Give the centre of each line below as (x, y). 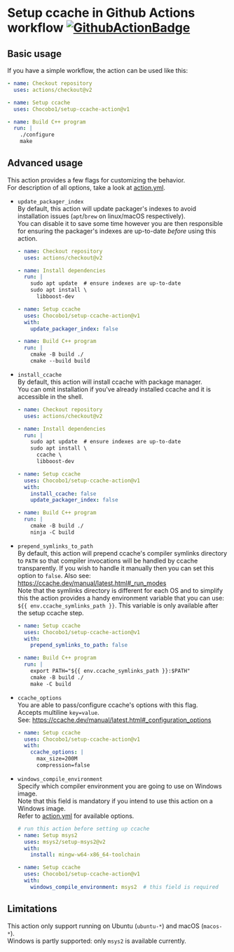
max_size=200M (57, 759)
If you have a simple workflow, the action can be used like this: (98, 71)
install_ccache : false (63, 494)
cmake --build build (60, 361)
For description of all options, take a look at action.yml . (87, 187)
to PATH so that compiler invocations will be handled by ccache (108, 561)
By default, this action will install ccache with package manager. (110, 382)
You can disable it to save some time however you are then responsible (120, 223)
